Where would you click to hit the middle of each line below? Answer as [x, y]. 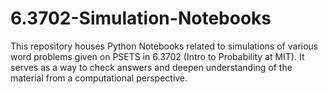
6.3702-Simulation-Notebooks [141, 18]
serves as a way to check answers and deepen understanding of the [151, 67]
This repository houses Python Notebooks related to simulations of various [164, 46]
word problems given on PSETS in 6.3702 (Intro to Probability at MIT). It [157, 56]
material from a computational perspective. [99, 78]
